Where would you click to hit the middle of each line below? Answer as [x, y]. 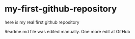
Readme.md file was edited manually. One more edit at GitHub [67, 31]
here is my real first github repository [42, 22]
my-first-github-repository [61, 9]
